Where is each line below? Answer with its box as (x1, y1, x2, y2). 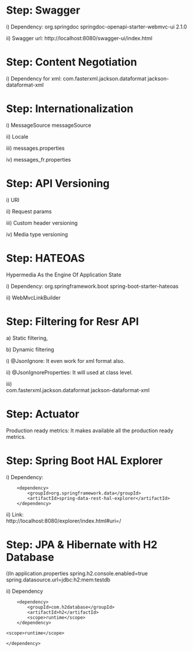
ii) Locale (6, 133, 28, 140)
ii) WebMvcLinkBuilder (6, 294, 61, 301)
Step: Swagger (6, 4, 81, 17)
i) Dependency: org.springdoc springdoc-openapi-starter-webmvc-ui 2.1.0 (6, 23, 187, 30)
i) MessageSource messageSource (6, 121, 91, 129)
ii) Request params (6, 208, 52, 215)
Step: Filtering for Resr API (6, 314, 139, 328)
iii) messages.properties (6, 144, 65, 152)
